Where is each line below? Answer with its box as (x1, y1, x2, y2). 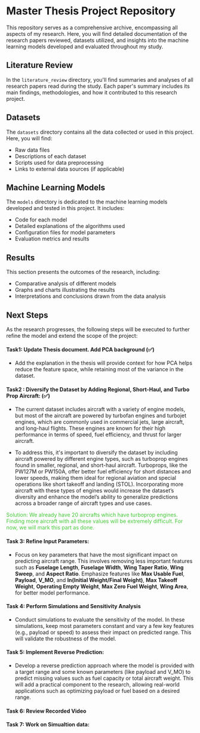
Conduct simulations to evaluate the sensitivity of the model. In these (14, 616, 185, 623)
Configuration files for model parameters (14, 229, 115, 236)
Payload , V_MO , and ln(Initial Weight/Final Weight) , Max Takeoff (14, 576, 178, 583)
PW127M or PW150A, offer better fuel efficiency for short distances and (14, 468, 191, 475)
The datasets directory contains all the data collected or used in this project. (6, 128, 194, 135)
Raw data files (14, 146, 50, 153)
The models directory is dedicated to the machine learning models (6, 198, 168, 205)
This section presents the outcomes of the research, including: (6, 269, 161, 276)
